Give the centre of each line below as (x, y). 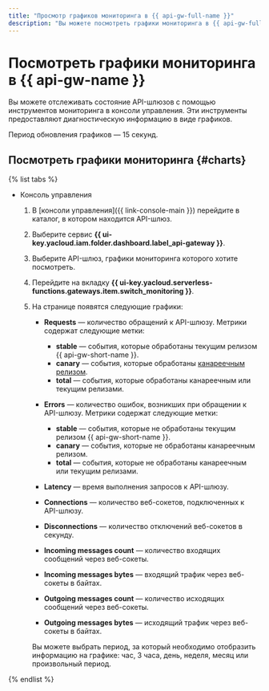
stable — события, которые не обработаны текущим (146, 429)
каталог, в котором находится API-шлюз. (102, 219)
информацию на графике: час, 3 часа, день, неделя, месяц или (140, 656)
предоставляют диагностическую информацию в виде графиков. (120, 119)
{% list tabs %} (33, 179)
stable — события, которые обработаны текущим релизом (157, 347)
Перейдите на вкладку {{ (75, 282)
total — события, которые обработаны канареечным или (153, 380)
